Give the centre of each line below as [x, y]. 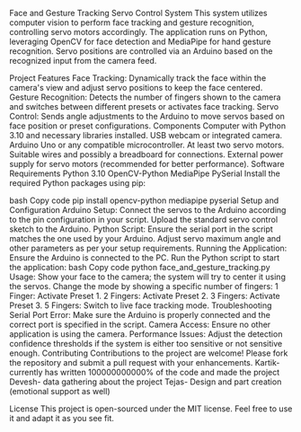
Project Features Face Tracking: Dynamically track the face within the [138, 78]
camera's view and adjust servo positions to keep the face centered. [136, 88]
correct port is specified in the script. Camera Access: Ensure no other [140, 324]
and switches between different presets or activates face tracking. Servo [144, 106]
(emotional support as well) [60, 391]
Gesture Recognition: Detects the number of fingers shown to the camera [145, 97]
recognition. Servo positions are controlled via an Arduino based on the [141, 51]
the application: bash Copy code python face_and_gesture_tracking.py [140, 267]
